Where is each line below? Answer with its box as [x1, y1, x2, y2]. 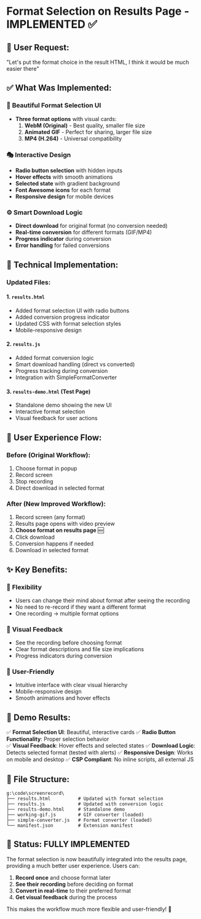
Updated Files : [6, 278, 51, 286]
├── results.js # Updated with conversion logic [6, 801, 164, 807]
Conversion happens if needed [15, 540, 94, 547]
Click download [15, 533, 55, 541]
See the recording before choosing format [15, 639, 122, 646]
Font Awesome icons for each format [15, 186, 111, 194]
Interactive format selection [15, 408, 85, 415]
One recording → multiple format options [15, 609, 119, 617]
